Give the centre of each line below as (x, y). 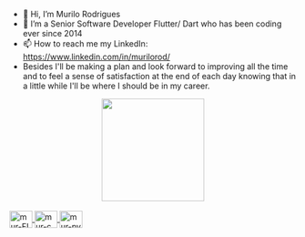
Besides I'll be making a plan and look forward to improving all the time (155, 67)
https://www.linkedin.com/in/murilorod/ (97, 57)
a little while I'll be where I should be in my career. (116, 86)
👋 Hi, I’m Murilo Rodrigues (71, 14)
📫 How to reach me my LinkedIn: (85, 44)
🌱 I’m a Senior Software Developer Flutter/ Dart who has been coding (152, 24)
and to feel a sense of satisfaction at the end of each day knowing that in (159, 76)
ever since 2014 (52, 33)
